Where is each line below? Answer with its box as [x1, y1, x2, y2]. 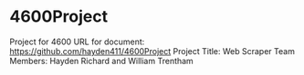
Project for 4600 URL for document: [9, 36, 145, 47]
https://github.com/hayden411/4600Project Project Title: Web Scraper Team [9, 45, 295, 56]
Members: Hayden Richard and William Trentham [9, 55, 194, 66]
